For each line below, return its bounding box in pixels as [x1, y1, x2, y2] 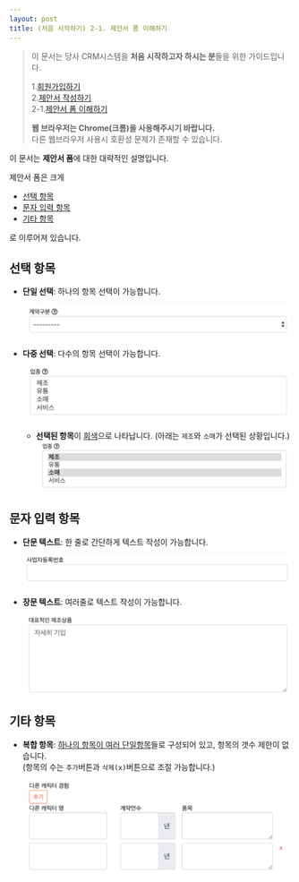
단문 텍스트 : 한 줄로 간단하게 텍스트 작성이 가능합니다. [21, 536, 209, 547]
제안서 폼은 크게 [9, 171, 65, 183]
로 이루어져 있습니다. [9, 232, 81, 243]
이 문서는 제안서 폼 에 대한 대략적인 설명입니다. [9, 152, 169, 163]
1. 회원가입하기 [30, 81, 81, 91]
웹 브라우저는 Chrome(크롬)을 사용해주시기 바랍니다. [30, 122, 216, 133]
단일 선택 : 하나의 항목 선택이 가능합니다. [21, 287, 161, 297]
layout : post [9, 14, 58, 23]
